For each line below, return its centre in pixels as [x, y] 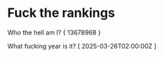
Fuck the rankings [61, 13]
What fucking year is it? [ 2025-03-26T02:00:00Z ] [82, 46]
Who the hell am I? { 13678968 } [54, 32]
